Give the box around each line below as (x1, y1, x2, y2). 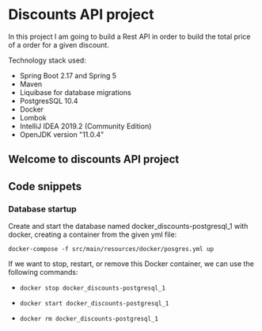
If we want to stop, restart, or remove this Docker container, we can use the (8, 259, 255, 268)
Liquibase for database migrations (19, 87, 132, 97)
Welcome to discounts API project (8, 153, 180, 166)
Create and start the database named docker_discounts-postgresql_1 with (8, 222, 249, 231)
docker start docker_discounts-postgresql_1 (19, 299, 169, 308)
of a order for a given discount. (8, 40, 109, 49)
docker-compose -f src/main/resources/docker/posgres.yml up (8, 245, 215, 253)
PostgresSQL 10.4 (19, 96, 78, 105)
